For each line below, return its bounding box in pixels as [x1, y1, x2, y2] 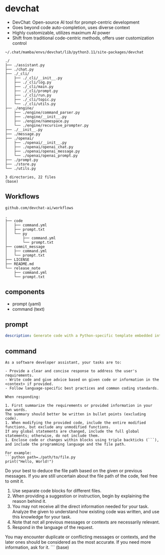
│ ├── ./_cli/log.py [5, 80, 52, 85]
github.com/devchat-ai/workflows [5, 205, 74, 210]
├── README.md [5, 261, 34, 266]
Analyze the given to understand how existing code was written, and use [12, 509, 160, 515]
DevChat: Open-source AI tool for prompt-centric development [12, 19, 140, 25]
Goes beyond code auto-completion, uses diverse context [12, 24, 130, 30]
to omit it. [5, 478, 25, 484]
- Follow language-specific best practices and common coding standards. [5, 386, 160, 391]
